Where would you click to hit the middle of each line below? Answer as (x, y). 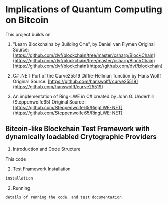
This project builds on (28, 34)
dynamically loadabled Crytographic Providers (81, 137)
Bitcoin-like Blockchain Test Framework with (78, 129)
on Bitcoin (27, 20)
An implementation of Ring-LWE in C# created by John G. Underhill (83, 96)
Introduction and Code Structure (47, 149)
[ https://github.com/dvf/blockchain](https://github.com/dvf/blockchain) (88, 66)
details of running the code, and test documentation (64, 197)
